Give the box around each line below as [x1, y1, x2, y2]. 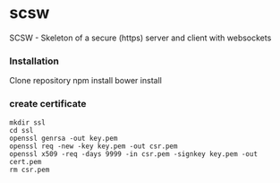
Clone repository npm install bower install [9, 75, 163, 86]
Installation [9, 55, 60, 67]
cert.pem [9, 157, 42, 166]
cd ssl [9, 126, 34, 135]
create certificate [9, 98, 87, 110]
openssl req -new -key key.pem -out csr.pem [9, 142, 178, 151]
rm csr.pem [9, 165, 50, 174]
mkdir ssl [9, 118, 47, 127]
